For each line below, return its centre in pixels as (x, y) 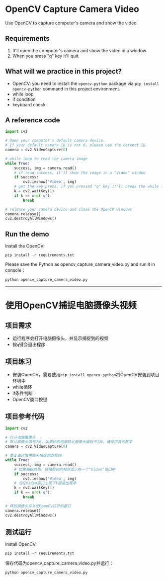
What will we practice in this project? (64, 71)
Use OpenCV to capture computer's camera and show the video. (72, 23)
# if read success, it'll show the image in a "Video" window (80, 172)
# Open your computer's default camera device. (55, 141)
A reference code (33, 120)
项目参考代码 (25, 417)
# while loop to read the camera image (46, 159)
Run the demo (27, 234)
